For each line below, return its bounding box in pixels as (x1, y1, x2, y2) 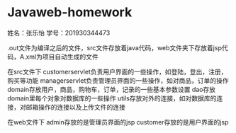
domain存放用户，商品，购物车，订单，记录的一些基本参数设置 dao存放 (7, 85, 216, 93)
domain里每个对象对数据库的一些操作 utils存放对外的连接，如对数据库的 (7, 93, 217, 103)
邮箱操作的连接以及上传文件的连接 (26, 103, 125, 111)
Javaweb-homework (7, 4, 133, 21)
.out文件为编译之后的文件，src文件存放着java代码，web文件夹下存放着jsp (7, 43, 222, 52)
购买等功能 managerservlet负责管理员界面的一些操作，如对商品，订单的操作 (7, 76, 229, 85)
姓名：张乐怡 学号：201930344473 (7, 28, 111, 37)
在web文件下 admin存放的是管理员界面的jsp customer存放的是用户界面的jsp (7, 117, 229, 126)
